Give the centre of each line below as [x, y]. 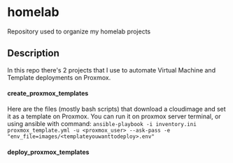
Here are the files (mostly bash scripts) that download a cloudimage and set [116, 109]
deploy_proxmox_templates [48, 152]
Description [33, 53]
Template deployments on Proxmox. [59, 77]
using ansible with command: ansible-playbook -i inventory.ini [102, 123]
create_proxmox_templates [48, 93]
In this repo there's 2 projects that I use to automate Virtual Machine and [111, 70]
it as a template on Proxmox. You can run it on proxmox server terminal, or [114, 116]
